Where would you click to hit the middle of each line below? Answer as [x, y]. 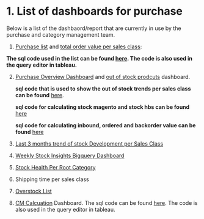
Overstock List [33, 191]
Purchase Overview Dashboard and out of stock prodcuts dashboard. [103, 76]
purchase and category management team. [61, 34]
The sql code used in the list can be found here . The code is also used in [100, 58]
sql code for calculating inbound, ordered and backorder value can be [105, 125]
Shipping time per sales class [52, 179]
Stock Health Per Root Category [55, 167]
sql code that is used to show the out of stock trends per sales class [103, 88]
